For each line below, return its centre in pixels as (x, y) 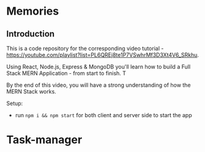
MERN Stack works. (31, 92)
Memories (33, 11)
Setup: (15, 103)
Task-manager (44, 140)
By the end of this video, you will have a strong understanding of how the (99, 85)
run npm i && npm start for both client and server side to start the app (103, 115)
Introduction (31, 34)
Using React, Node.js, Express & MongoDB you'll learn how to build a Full (99, 67)
